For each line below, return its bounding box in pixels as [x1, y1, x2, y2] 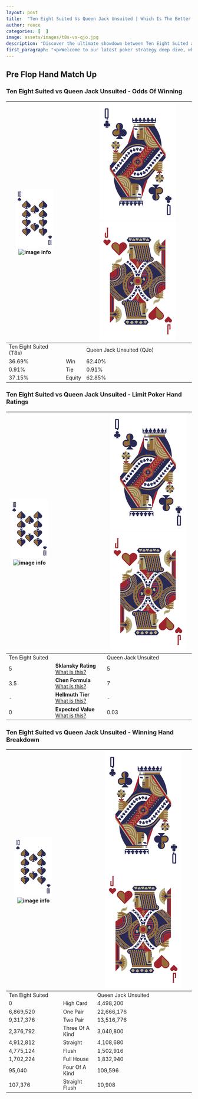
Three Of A [62, 1025, 90, 1032]
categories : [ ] [6, 28, 49, 34]
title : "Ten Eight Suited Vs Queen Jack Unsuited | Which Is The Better [6, 15, 192, 22]
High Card [62, 1000, 88, 1007]
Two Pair [62, 1016, 84, 1023]
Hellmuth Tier [55, 691, 90, 698]
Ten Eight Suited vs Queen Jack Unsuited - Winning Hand [6, 729, 174, 737]
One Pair [62, 1008, 84, 1015]
